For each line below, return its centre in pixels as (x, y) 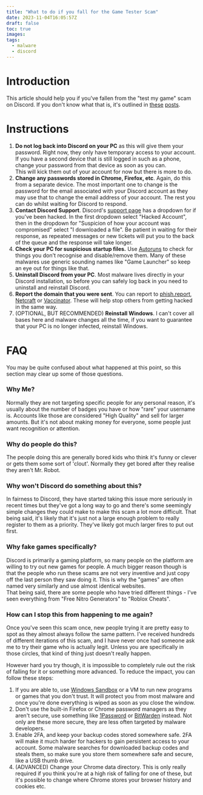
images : (16, 35)
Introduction (38, 81)
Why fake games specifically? (52, 547)
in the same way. (36, 307)
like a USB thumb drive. (44, 760)
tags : (13, 40)
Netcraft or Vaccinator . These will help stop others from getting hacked (104, 300)
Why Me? (21, 390)
